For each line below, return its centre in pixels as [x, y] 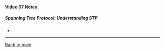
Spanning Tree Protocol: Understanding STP [52, 18]
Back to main [18, 45]
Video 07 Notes [21, 7]
